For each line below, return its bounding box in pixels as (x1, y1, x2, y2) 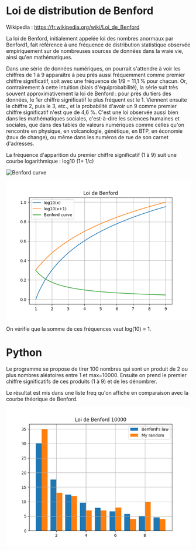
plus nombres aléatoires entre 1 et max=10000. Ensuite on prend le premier (6, 371, 187, 378)
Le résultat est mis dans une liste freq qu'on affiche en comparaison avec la (6, 389, 189, 396)
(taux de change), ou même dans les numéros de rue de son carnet (6, 133, 169, 140)
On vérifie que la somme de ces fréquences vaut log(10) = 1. (6, 325, 152, 332)
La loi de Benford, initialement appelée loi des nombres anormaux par (6, 35, 174, 42)
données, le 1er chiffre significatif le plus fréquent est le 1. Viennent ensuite (6, 96, 187, 103)
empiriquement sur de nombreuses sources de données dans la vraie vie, (6, 47, 184, 54)
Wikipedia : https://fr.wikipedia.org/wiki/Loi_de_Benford (6, 23, 140, 31)
